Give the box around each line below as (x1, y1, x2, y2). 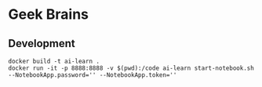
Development (8, 37, 76, 50)
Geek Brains (8, 5, 89, 24)
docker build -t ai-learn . (8, 57, 100, 65)
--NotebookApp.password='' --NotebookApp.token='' (8, 71, 177, 79)
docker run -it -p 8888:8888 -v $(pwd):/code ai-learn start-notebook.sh (8, 64, 255, 72)
